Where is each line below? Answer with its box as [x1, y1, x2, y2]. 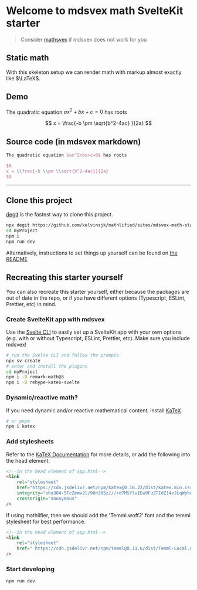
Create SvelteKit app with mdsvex [6, 315, 105, 323]
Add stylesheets [6, 438, 54, 446]
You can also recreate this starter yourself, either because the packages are [6, 288, 189, 295]
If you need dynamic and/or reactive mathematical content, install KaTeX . [6, 406, 183, 414]
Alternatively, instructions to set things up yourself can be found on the [6, 249, 178, 256]
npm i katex [6, 423, 35, 429]
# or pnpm [6, 418, 30, 424]
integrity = [16, 490, 43, 496]
